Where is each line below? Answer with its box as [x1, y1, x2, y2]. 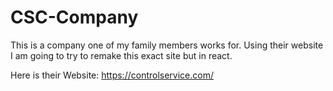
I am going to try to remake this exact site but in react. [10, 49, 233, 61]
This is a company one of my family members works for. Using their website [10, 39, 324, 51]
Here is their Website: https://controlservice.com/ [10, 69, 215, 81]
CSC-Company [10, 6, 139, 29]
